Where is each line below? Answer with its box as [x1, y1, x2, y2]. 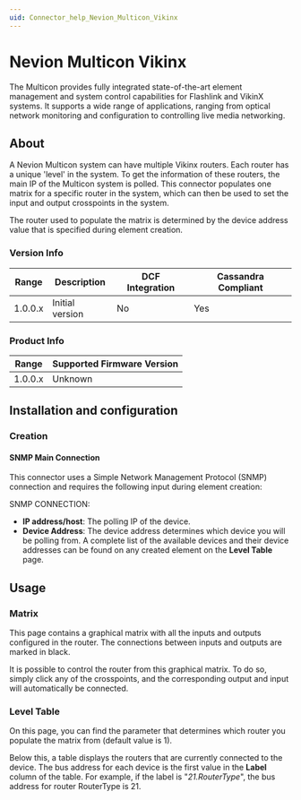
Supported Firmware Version [52, 357, 179, 370]
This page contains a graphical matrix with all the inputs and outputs [9, 628, 262, 639]
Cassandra [216, 270, 264, 282]
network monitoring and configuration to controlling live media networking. [9, 109, 286, 121]
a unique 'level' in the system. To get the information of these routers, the [9, 169, 280, 180]
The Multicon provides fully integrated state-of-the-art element [9, 82, 243, 92]
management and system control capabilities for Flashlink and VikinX [9, 90, 264, 101]
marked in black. [9, 647, 71, 658]
